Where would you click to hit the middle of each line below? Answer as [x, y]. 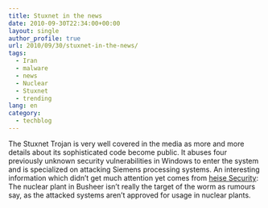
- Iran [27, 61]
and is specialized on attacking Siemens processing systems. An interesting [134, 169]
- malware [32, 69]
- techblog [34, 121]
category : [25, 114]
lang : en [23, 106]
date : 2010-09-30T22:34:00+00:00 [64, 23]
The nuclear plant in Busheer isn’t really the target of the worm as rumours [132, 186]
